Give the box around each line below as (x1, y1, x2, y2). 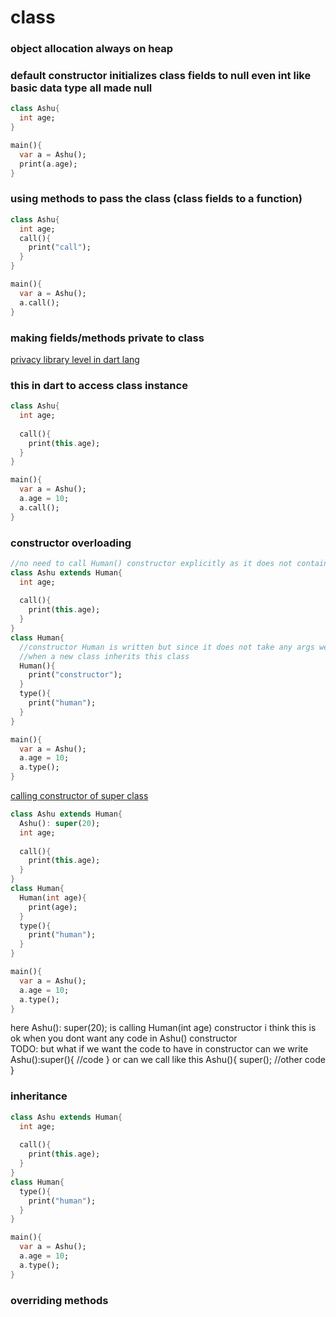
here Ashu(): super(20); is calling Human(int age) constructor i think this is (10, 1022, 317, 1034)
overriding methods (10, 1293, 109, 1307)
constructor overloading (10, 536, 132, 550)
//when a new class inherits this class (19, 651, 190, 661)
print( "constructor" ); (28, 670, 123, 680)
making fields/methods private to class (10, 331, 205, 345)
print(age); (28, 902, 78, 912)
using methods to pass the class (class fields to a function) (10, 192, 303, 206)
